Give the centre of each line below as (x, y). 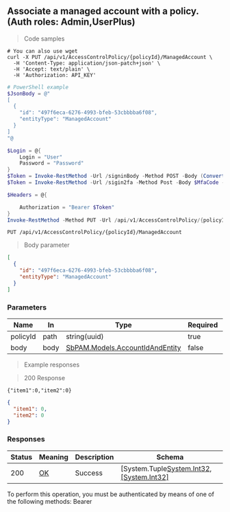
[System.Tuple (144, 468)
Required (203, 325)
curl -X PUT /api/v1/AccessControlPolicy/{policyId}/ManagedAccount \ (110, 57)
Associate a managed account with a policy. (103, 11)
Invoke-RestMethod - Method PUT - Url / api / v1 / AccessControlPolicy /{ (105, 220)
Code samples (44, 38)
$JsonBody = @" (29, 93)
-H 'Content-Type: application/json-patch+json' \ (87, 63)
